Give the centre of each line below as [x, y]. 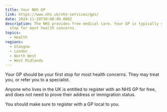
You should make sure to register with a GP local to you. [62, 104]
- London [19, 51]
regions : [14, 42]
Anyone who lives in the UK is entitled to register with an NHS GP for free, [81, 89]
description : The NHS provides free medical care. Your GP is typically [82, 24]
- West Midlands [26, 60]
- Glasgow [20, 47]
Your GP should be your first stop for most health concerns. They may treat [82, 74]
